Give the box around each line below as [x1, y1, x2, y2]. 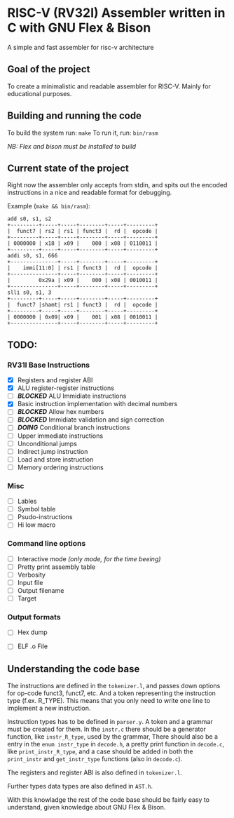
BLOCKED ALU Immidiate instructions [17, 391, 127, 401]
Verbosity [17, 570, 46, 579]
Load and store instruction [17, 455, 94, 464]
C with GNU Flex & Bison [7, 20, 151, 36]
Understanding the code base [7, 663, 140, 675]
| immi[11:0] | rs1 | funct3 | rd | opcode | [7, 264, 158, 271]
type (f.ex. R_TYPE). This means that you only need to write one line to [7, 697, 211, 705]
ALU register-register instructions [17, 384, 114, 392]
